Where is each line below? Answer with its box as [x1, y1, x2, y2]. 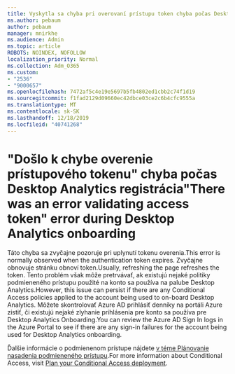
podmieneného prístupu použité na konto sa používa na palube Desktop [7, 278, 215, 287]
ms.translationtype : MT [7, 102, 77, 109]
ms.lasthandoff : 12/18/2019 [7, 114, 90, 121]
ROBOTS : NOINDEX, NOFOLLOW [7, 50, 86, 57]
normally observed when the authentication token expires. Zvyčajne [7, 256, 203, 265]
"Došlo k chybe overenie [7, 151, 153, 167]
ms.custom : [7, 69, 39, 76]
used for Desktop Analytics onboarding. [7, 331, 122, 339]
